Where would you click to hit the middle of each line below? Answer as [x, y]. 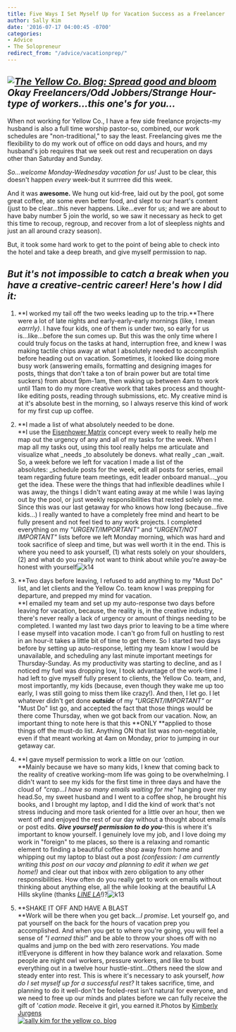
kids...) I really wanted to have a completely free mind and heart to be [118, 514]
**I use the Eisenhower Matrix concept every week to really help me [117, 432]
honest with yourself [47, 567]
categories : [25, 34]
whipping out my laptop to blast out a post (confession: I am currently [118, 857]
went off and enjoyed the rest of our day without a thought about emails [122, 819]
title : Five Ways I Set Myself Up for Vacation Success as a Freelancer [116, 14]
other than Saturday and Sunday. [55, 158]
